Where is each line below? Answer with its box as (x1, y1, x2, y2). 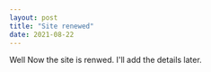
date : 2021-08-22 (9, 30, 75, 39)
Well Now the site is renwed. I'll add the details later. (9, 55, 202, 66)
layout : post (9, 13, 58, 22)
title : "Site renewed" (9, 22, 94, 31)
